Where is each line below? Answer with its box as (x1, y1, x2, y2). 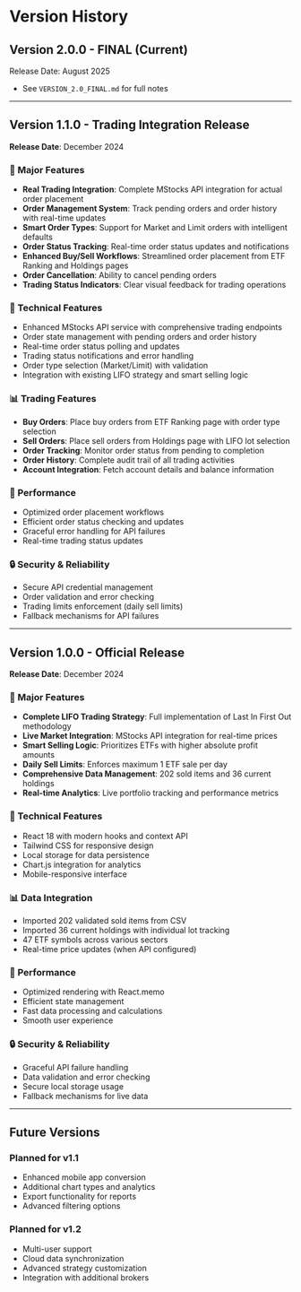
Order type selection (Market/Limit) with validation (21, 360, 209, 371)
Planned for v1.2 (9, 1223, 82, 1236)
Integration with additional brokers (21, 1271, 150, 1283)
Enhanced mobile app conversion (21, 1172, 146, 1183)
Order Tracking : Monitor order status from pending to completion (21, 445, 264, 455)
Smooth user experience (21, 1015, 114, 1026)
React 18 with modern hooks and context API (21, 830, 188, 841)
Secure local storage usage (21, 1080, 124, 1091)
